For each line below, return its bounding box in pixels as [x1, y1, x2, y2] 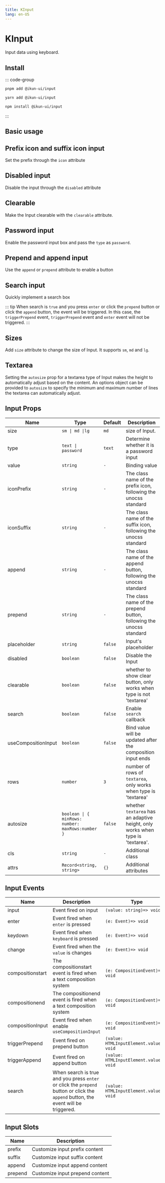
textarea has [126, 808, 156, 815]
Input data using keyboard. [5, 49, 59, 55]
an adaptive [126, 814, 153, 821]
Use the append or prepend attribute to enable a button [5, 267, 114, 273]
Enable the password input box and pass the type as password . [5, 239, 131, 245]
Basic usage [5, 127, 43, 136]
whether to [126, 666, 151, 673]
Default [103, 419, 121, 426]
